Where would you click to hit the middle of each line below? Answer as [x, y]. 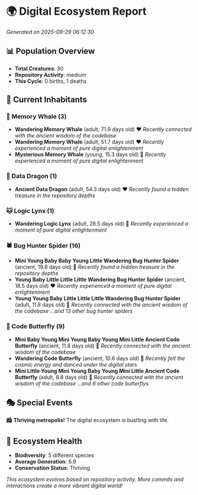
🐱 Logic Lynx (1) [30, 211]
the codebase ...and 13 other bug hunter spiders [74, 311]
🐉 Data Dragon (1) [32, 176]
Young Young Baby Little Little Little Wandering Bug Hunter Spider [98, 298]
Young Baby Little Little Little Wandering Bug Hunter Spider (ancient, [100, 279]
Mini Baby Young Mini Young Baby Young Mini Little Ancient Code [97, 339]
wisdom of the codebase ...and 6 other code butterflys [82, 383]
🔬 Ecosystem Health [44, 441]
